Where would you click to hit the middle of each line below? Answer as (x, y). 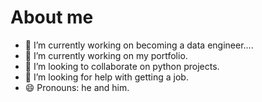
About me (52, 17)
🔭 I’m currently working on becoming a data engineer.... (139, 45)
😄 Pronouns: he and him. (77, 87)
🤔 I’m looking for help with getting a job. (106, 77)
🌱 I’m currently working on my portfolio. (106, 55)
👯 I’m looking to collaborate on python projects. (122, 66)
